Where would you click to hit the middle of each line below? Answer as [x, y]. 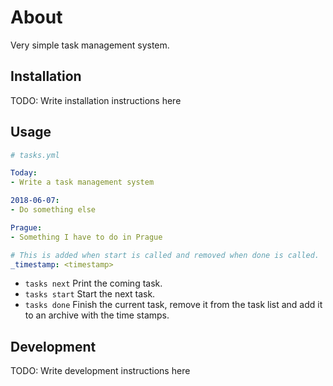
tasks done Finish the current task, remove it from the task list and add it [173, 305]
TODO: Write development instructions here [100, 371]
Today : [24, 173]
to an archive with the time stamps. [97, 315]
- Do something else [53, 210]
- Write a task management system [82, 182]
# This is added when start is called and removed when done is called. [165, 255]
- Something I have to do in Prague [86, 237]
